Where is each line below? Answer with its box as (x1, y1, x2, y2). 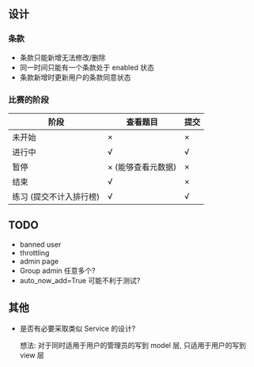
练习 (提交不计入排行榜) (12, 191, 100, 202)
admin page (19, 256, 59, 266)
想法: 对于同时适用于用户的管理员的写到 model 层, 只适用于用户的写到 (19, 340, 247, 350)
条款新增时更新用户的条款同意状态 (19, 72, 131, 81)
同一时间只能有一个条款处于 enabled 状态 (19, 62, 154, 72)
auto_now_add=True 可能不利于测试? (19, 275, 141, 285)
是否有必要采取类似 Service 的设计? (19, 323, 136, 333)
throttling (19, 248, 50, 257)
